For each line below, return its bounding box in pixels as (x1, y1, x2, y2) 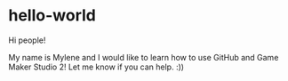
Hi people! (8, 35, 46, 45)
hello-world (8, 5, 97, 26)
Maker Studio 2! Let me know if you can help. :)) (8, 61, 184, 72)
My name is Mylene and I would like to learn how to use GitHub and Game (8, 52, 279, 62)
